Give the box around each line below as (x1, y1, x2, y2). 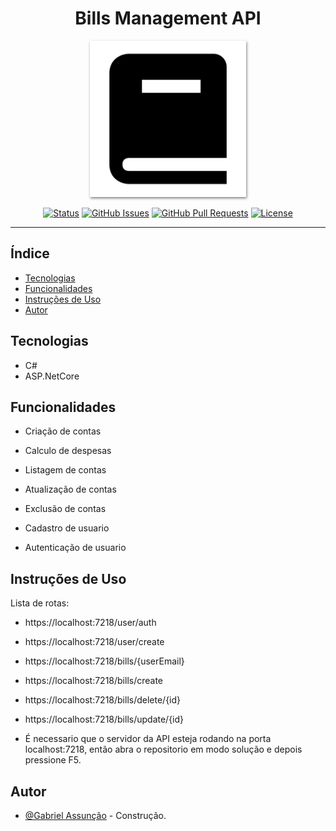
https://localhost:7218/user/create (24, 636, 165, 648)
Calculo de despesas (24, 445, 112, 457)
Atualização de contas (24, 483, 117, 496)
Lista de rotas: (10, 597, 70, 609)
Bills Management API (74, 7, 262, 30)
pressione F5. (24, 754, 82, 766)
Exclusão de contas (24, 503, 107, 515)
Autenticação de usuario (24, 542, 127, 554)
